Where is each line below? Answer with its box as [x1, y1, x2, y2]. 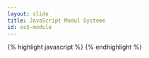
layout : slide [7, 10, 49, 18]
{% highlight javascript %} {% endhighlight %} [7, 43, 143, 52]
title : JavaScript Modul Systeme [7, 17, 106, 24]
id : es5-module [7, 23, 52, 30]
